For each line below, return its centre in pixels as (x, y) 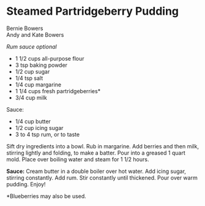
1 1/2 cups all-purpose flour (50, 58)
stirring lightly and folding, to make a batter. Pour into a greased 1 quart (96, 153)
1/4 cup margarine (38, 85)
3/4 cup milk (31, 97)
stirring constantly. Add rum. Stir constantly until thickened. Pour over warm (102, 177)
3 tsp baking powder (41, 65)
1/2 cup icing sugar (39, 128)
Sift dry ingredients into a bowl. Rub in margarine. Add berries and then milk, (102, 146)
